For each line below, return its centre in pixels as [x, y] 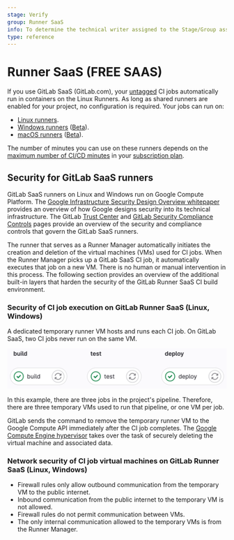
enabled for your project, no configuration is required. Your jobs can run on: [116, 106]
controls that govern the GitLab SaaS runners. [73, 231]
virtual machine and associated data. [60, 442]
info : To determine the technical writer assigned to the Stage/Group [112, 29]
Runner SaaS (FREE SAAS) [85, 72]
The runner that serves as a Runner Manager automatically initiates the [109, 245]
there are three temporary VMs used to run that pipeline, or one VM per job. [116, 407]
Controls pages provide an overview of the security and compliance [104, 224]
